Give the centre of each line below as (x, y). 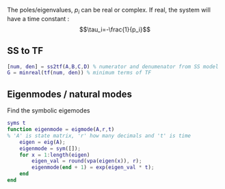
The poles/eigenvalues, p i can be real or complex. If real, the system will (109, 11)
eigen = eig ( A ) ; (43, 142)
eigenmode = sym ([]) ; (50, 148)
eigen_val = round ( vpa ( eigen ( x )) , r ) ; (87, 161)
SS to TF (25, 51)
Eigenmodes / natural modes (69, 94)
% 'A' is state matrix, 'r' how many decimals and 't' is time (99, 136)
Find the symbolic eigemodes (49, 111)
